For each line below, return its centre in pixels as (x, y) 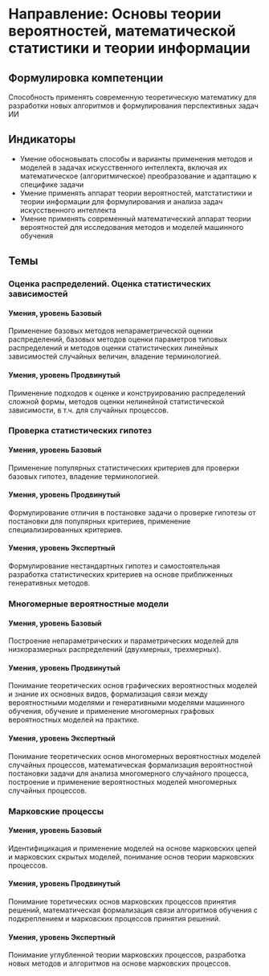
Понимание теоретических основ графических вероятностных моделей (133, 686)
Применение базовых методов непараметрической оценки (111, 331)
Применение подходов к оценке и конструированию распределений (127, 393)
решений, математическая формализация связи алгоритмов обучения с (133, 910)
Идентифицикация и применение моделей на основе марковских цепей (132, 848)
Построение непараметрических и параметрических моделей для (124, 641)
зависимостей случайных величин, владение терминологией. (115, 357)
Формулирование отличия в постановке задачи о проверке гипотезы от (132, 512)
